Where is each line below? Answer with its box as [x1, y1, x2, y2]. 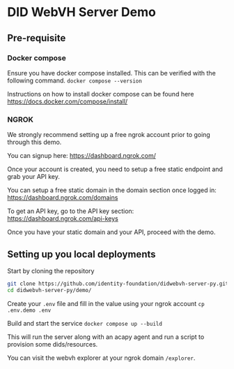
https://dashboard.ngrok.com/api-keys [7, 215, 118, 223]
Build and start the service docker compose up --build [7, 319, 162, 327]
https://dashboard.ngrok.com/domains [7, 194, 118, 202]
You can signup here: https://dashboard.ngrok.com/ [7, 152, 157, 160]
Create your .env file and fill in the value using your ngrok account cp [7, 299, 205, 307]
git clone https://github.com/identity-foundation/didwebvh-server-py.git [7, 280, 229, 287]
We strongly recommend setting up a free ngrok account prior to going [7, 131, 210, 139]
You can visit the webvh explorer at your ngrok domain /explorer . [7, 354, 196, 362]
